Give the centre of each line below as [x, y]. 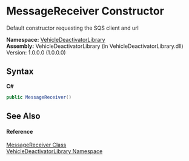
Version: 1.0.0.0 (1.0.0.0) [36, 52]
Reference [20, 131]
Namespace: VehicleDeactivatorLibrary [56, 39]
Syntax [20, 72]
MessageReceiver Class [36, 145]
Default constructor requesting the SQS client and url [73, 28]
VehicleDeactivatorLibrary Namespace [55, 151]
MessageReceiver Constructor [85, 11]
